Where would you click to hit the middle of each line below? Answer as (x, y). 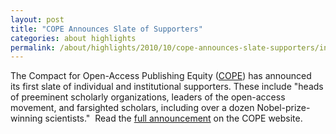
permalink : (33, 47)
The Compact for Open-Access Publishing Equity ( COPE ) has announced (161, 76)
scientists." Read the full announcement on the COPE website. (173, 118)
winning (26, 118)
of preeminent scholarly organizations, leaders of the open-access (148, 97)
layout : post (37, 19)
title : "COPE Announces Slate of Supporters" (106, 29)
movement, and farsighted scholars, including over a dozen (132, 108)
